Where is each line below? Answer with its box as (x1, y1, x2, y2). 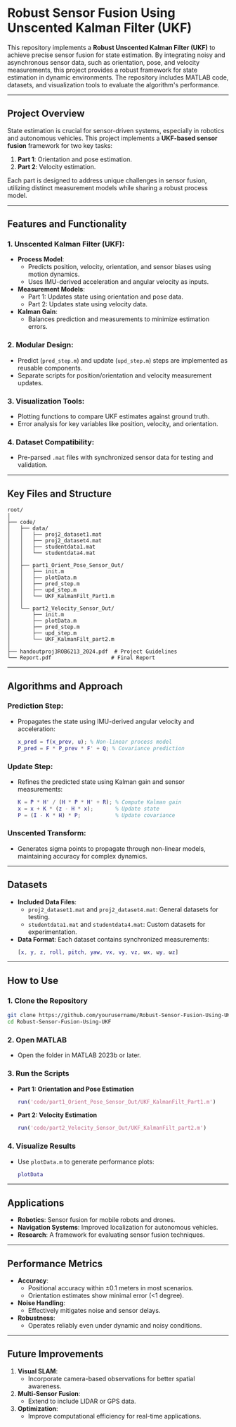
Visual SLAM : (17, 1366, 58, 1375)
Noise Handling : (17, 1299, 65, 1307)
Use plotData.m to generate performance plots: (17, 1157, 155, 1166)
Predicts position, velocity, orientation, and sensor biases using (27, 263, 211, 271)
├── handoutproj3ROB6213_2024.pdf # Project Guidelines (7, 648, 178, 656)
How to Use (7, 974, 59, 987)
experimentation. (27, 928, 77, 936)
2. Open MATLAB (7, 1035, 67, 1045)
